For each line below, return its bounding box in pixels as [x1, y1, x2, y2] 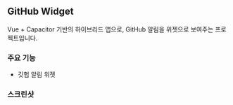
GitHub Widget [7, 6, 74, 17]
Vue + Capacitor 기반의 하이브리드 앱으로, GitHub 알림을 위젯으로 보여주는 [7, 24, 214, 34]
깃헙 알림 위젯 [17, 70, 56, 79]
